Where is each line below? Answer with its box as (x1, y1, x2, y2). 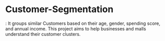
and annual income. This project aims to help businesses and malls (5, 25, 147, 31)
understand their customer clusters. (5, 31, 81, 37)
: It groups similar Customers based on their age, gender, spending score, (5, 20, 161, 26)
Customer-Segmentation (5, 4, 114, 15)
